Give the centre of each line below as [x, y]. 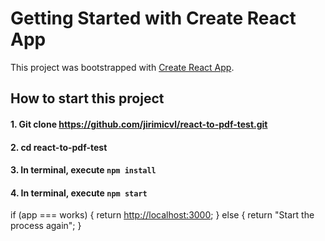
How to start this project [87, 98]
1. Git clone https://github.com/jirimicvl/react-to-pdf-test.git [139, 124]
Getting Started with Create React [153, 18]
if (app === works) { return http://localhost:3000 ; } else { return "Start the [162, 215]
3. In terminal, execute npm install [83, 170]
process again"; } [46, 226]
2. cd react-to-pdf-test [59, 147]
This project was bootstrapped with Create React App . [122, 67]
